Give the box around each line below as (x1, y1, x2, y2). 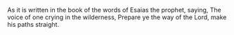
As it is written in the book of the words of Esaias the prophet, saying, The (7, 6, 221, 14)
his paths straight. (7, 21, 60, 28)
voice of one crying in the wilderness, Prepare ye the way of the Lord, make (7, 13, 227, 21)
